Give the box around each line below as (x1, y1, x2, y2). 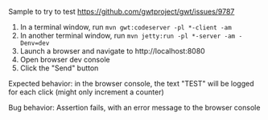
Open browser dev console (19, 55, 110, 64)
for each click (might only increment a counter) (8, 87, 165, 97)
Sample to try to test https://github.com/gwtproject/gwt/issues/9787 (8, 7, 235, 16)
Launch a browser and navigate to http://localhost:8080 (19, 46, 205, 55)
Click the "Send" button (19, 63, 99, 73)
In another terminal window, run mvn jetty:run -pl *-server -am (19, 31, 236, 40)
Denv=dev (19, 39, 50, 47)
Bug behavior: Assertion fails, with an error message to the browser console (8, 103, 261, 112)
